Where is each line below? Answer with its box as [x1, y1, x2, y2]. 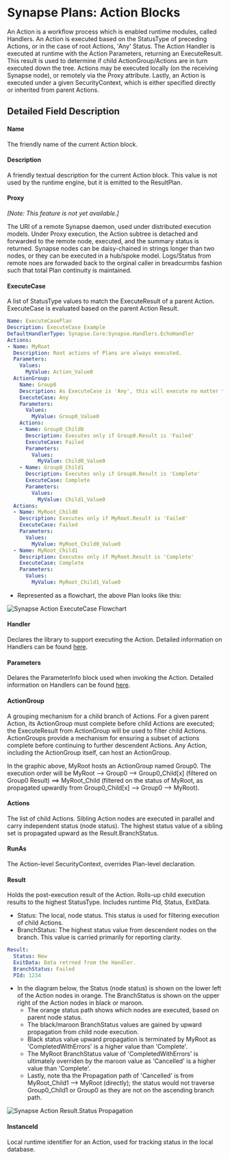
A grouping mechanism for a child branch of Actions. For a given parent [7, 711, 209, 720]
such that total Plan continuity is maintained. [7, 266, 132, 274]
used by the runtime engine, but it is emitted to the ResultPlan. [7, 178, 183, 186]
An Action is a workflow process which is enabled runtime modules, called [7, 27, 217, 36]
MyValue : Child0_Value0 [37, 458, 106, 465]
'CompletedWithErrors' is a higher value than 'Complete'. [27, 1042, 188, 1051]
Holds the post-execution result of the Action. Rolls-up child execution [7, 891, 205, 899]
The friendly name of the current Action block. [7, 140, 138, 148]
